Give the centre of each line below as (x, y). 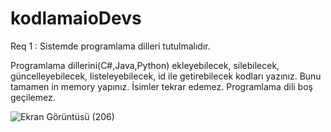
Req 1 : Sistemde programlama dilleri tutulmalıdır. (110, 46)
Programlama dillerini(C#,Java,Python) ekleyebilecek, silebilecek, (145, 65)
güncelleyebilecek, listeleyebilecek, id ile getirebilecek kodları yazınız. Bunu (166, 76)
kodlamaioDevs (76, 18)
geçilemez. (33, 97)
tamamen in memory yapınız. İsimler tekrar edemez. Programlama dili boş (161, 86)
